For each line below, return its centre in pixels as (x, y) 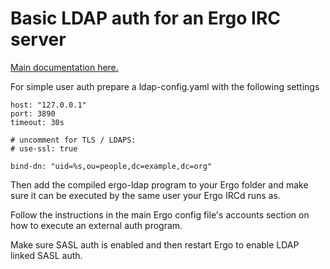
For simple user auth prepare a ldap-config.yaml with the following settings (165, 86)
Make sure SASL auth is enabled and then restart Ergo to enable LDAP (155, 244)
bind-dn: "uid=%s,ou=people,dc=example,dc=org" (111, 166)
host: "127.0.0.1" (48, 105)
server (38, 39)
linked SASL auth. (46, 255)
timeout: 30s (37, 122)
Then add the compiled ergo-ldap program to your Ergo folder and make (159, 184)
